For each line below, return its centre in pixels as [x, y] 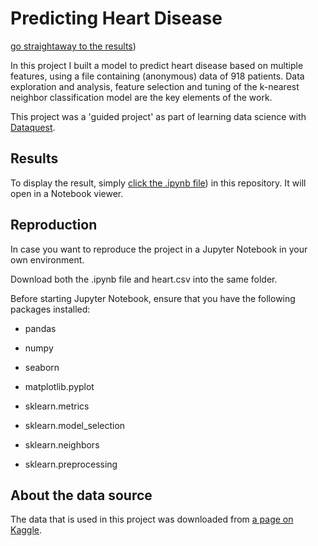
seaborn [42, 367]
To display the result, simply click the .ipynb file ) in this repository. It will [158, 183]
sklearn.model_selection [75, 425]
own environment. [47, 259]
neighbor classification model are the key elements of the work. [141, 97]
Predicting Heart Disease [116, 18]
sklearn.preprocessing [71, 464]
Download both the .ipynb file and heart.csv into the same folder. [144, 279]
